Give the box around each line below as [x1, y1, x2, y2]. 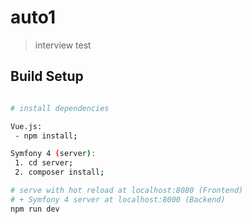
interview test [34, 39, 92, 51]
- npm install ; [14, 131, 78, 141]
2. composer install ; [14, 167, 105, 178]
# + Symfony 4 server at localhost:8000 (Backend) [10, 194, 226, 205]
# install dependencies [10, 103, 110, 113]
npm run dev [10, 204, 60, 214]
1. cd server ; [14, 158, 74, 168]
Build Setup [10, 68, 84, 85]
